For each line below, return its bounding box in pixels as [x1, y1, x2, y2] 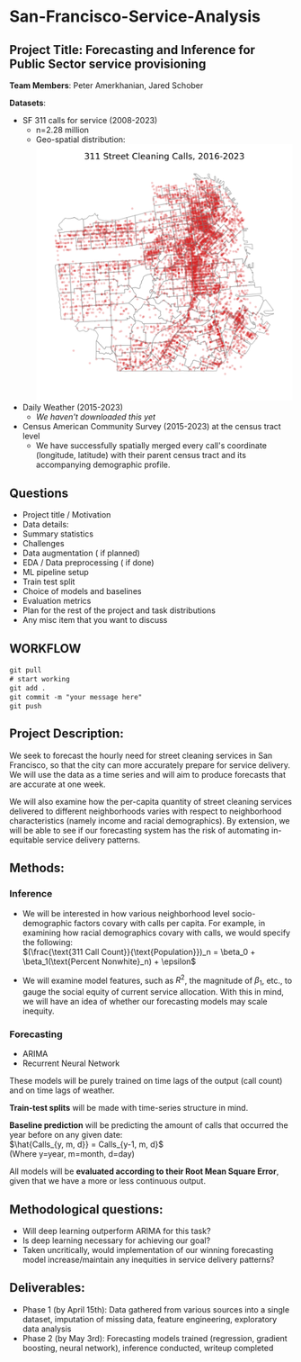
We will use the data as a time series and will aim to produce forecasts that [9, 769, 286, 780]
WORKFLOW [9, 641, 82, 656]
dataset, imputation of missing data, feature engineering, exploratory [22, 1313, 278, 1324]
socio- [232, 907, 256, 919]
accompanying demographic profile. [35, 459, 171, 470]
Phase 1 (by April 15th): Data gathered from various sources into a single [22, 1303, 290, 1315]
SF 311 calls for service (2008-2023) [22, 115, 158, 125]
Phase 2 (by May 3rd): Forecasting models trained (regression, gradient [22, 1332, 288, 1343]
